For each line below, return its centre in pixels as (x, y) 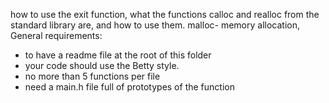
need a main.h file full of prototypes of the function (129, 87)
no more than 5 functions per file (92, 76)
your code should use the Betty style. (102, 65)
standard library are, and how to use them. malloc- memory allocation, (155, 25)
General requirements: (56, 35)
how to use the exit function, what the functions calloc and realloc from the (165, 14)
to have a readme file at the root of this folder (118, 55)
